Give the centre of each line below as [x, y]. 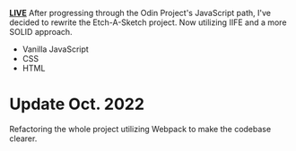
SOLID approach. [41, 32]
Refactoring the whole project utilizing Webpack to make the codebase [140, 129]
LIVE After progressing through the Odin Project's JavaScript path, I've [140, 13]
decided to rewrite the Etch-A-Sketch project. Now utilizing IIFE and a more [148, 22]
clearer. [23, 138]
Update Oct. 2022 [77, 104]
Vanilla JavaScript [56, 49]
